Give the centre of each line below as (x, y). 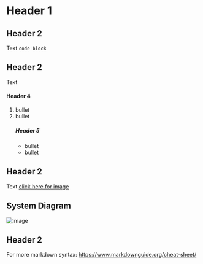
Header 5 (27, 130)
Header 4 (18, 96)
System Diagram (39, 206)
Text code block (26, 48)
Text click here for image (38, 186)
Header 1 (29, 11)
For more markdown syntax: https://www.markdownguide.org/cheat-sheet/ (101, 255)
